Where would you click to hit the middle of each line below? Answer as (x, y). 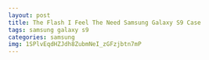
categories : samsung (42, 37)
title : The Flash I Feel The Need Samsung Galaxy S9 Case (104, 23)
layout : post (29, 15)
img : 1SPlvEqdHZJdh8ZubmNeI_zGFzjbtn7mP (75, 44)
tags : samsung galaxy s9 (49, 30)
